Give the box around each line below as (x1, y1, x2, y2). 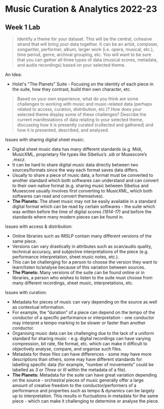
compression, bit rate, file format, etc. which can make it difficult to (12, 341, 148, 347)
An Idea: (5, 72, 22, 77)
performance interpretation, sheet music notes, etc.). (12, 254, 119, 260)
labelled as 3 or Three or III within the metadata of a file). (12, 367, 127, 373)
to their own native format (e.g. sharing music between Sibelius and (12, 183, 149, 189)
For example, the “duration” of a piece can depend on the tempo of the (12, 309, 155, 315)
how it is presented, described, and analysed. (17, 127, 109, 133)
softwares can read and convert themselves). (12, 193, 104, 199)
